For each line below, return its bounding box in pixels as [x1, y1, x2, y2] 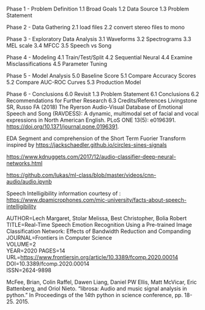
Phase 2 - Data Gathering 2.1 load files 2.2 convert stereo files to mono [6, 24, 185, 31]
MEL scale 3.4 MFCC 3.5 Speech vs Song [6, 42, 112, 49]
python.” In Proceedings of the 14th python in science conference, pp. [6, 292, 184, 298]
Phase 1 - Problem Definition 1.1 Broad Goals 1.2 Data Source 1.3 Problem [6, 6, 190, 12]
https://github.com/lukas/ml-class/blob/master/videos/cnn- [6, 171, 157, 179]
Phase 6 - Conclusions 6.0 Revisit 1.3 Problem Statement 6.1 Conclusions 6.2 [6, 90, 199, 97]
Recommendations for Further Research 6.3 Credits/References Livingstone [6, 97, 198, 104]
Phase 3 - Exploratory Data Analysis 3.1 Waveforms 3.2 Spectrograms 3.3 [6, 35, 192, 42]
